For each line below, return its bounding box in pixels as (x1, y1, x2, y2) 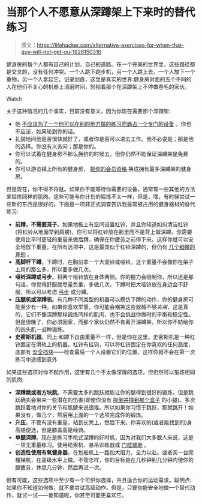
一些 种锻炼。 (35, 325, 68, 333)
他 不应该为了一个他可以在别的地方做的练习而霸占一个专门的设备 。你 (14, 120, 186, 127)
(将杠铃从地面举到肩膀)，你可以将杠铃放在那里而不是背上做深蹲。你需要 (14, 228, 193, 235)
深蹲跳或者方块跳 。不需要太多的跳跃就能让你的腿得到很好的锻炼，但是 (14, 388, 189, 396)
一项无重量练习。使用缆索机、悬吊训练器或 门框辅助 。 (14, 441, 150, 448)
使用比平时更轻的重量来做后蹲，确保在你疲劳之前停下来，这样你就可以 (14, 235, 189, 243)
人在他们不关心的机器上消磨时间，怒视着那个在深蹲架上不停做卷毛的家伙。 (6, 83, 190, 90)
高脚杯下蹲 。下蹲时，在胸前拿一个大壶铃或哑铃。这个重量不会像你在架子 (14, 258, 194, 265)
